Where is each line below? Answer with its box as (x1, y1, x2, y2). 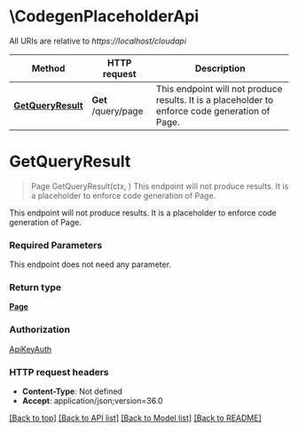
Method (31, 62, 66, 75)
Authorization (9, 324, 71, 336)
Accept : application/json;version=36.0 (21, 396, 163, 406)
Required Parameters (9, 239, 103, 251)
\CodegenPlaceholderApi (9, 6, 200, 27)
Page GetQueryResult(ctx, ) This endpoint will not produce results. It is (30, 180, 289, 192)
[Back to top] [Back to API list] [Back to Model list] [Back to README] (9, 412, 262, 423)
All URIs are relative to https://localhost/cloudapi (9, 35, 187, 46)
